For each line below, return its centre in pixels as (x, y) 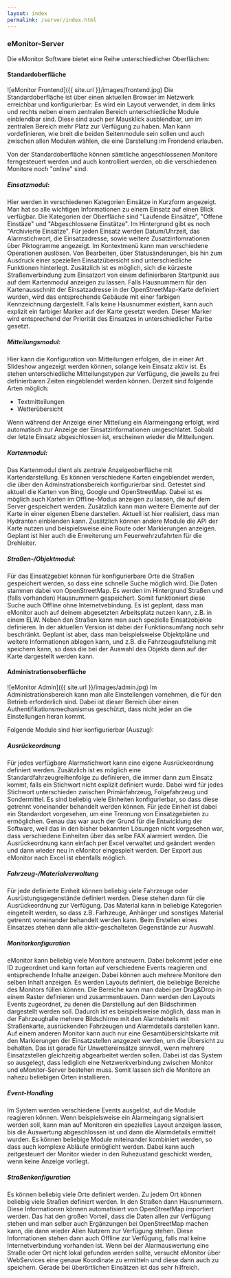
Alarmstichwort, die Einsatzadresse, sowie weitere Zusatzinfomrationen (109, 238)
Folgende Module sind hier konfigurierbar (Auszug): (81, 730)
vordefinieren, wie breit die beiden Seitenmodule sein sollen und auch (106, 134)
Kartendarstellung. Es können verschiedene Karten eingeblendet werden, (111, 477)
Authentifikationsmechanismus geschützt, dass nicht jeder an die (100, 709)
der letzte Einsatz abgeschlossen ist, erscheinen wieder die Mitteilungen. (111, 436)
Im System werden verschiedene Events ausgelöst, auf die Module (101, 1110)
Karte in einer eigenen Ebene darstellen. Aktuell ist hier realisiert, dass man (113, 513)
